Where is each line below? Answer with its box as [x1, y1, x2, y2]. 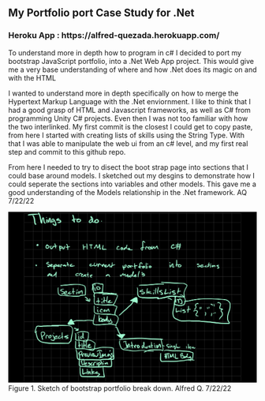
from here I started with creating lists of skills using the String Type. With [8, 130, 244, 140]
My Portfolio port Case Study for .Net [8, 6, 195, 20]
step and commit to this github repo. [8, 147, 126, 156]
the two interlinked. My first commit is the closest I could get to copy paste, [8, 122, 253, 131]
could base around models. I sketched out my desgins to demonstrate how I [8, 171, 255, 180]
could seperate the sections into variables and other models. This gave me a [8, 179, 256, 189]
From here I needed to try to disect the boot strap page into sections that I [8, 162, 248, 172]
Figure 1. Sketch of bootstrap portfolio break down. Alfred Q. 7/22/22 [8, 383, 232, 393]
